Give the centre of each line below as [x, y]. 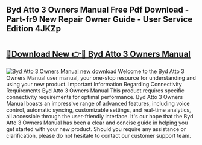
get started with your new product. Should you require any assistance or [96, 129]
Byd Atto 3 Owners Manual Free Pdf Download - [98, 10]
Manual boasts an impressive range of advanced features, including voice [98, 103]
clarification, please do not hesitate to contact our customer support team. [99, 136]
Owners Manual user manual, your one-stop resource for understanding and [101, 78]
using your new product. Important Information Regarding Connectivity [94, 84]
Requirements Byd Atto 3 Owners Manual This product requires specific [96, 91]
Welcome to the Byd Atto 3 [151, 71]
